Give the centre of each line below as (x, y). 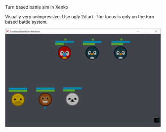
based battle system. (26, 22)
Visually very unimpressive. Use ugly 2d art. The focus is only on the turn (80, 16)
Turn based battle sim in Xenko (37, 7)
